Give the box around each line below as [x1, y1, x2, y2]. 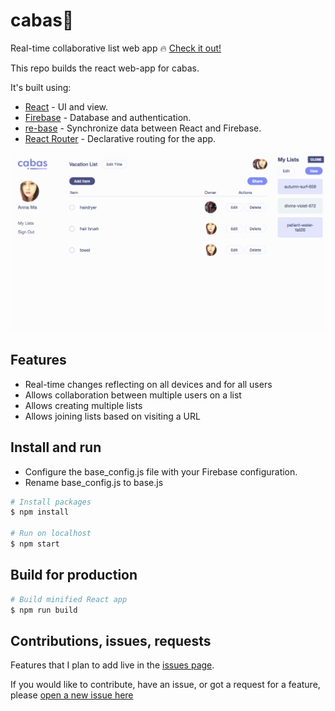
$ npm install [10, 507, 70, 518]
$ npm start [10, 539, 60, 549]
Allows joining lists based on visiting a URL [24, 410, 201, 422]
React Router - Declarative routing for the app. [24, 132, 217, 144]
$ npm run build [10, 605, 78, 615]
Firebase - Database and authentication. [24, 111, 192, 123]
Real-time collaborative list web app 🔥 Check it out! [10, 42, 222, 54]
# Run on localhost [10, 529, 92, 539]
